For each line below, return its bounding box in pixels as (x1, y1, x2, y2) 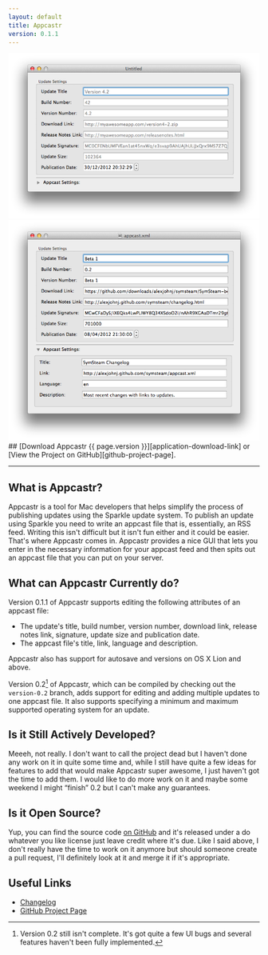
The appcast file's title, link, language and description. (19, 638, 199, 648)
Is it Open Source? (8, 806, 101, 820)
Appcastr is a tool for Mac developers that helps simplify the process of (8, 502, 243, 512)
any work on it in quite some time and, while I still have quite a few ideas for (8, 757, 257, 767)
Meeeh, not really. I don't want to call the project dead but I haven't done (8, 749, 247, 759)
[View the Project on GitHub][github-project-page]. (8, 450, 176, 460)
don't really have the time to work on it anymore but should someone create (8, 845, 258, 854)
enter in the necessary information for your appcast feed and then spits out (8, 545, 255, 554)
